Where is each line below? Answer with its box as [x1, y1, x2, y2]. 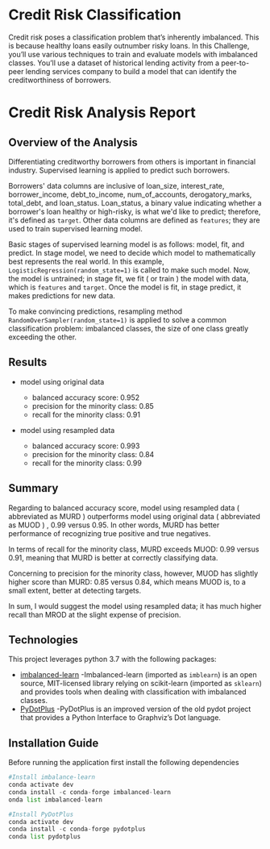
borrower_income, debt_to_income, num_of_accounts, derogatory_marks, [8, 189, 252, 199]
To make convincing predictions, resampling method [8, 306, 183, 316]
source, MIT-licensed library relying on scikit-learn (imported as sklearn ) [19, 679, 262, 689]
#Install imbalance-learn [8, 773, 95, 781]
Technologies [8, 633, 79, 647]
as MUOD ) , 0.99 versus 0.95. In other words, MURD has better [8, 520, 220, 530]
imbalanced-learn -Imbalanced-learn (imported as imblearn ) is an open [19, 670, 257, 680]
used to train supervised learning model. [8, 223, 143, 233]
